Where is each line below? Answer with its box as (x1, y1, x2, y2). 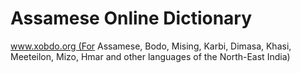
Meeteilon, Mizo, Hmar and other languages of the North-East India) (10, 50, 291, 62)
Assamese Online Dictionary (10, 7, 253, 30)
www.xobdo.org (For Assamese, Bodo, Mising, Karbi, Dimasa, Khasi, (10, 40, 292, 52)
